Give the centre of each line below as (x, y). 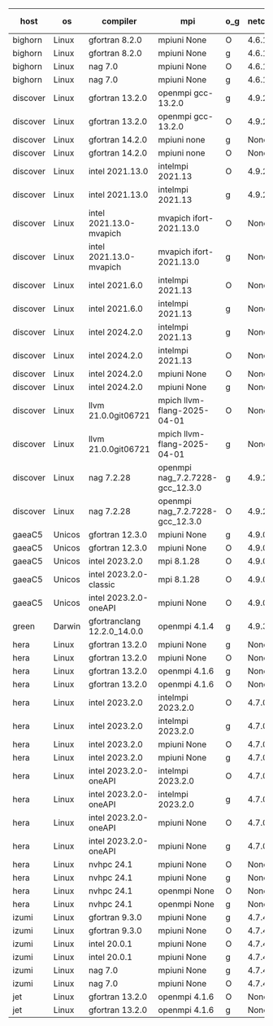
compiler (119, 21)
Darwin (67, 626)
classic (102, 584)
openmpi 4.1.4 (186, 626)
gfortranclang (114, 621)
